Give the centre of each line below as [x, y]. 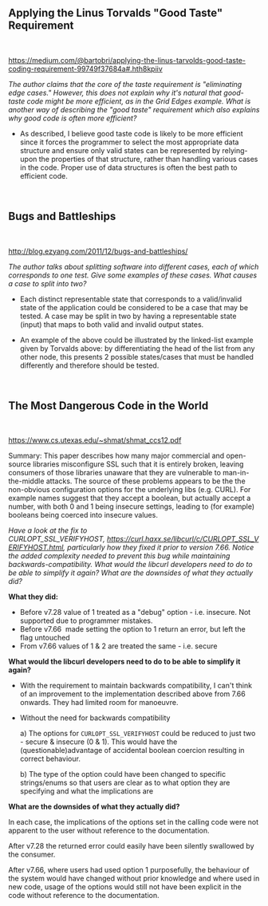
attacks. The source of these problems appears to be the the [146, 481]
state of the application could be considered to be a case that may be [134, 307]
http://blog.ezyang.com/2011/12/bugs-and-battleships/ [98, 251]
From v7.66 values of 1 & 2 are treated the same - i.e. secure [118, 646]
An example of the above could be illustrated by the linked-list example [136, 340]
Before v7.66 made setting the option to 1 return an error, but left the [132, 629]
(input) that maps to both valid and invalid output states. [112, 324]
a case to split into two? [47, 283]
